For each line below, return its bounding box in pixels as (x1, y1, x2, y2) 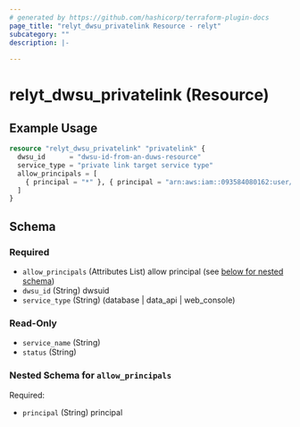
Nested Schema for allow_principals (9, 369, 172, 381)
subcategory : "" (9, 30, 70, 38)
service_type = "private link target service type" (17, 160, 214, 170)
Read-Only (9, 317, 58, 329)
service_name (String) (21, 337, 101, 348)
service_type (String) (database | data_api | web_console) (21, 295, 236, 305)
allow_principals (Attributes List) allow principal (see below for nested (21, 266, 284, 277)
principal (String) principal (21, 406, 123, 417)
